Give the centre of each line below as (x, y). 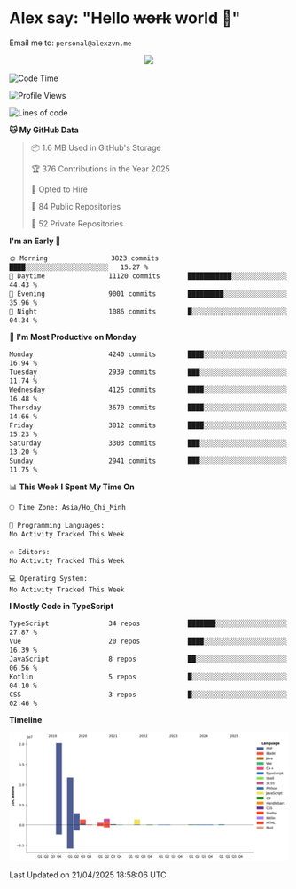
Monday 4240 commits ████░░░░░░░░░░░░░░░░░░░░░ (148, 354)
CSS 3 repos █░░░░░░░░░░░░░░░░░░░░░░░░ (148, 695)
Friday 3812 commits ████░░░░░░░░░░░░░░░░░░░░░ (148, 425)
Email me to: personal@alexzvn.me (70, 43)
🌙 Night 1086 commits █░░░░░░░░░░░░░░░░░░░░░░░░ (148, 311)
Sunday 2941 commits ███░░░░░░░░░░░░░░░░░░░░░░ (148, 461)
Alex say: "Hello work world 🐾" (125, 18)
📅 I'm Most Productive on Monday (73, 337)
